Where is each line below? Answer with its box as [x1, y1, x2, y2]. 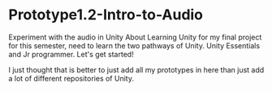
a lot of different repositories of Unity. [8, 73, 134, 83]
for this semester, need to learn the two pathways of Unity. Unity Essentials [8, 40, 261, 50]
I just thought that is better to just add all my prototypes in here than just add [8, 64, 265, 74]
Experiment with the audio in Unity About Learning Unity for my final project [8, 32, 262, 42]
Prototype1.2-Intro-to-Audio [8, 6, 204, 24]
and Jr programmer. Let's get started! [8, 49, 134, 59]
